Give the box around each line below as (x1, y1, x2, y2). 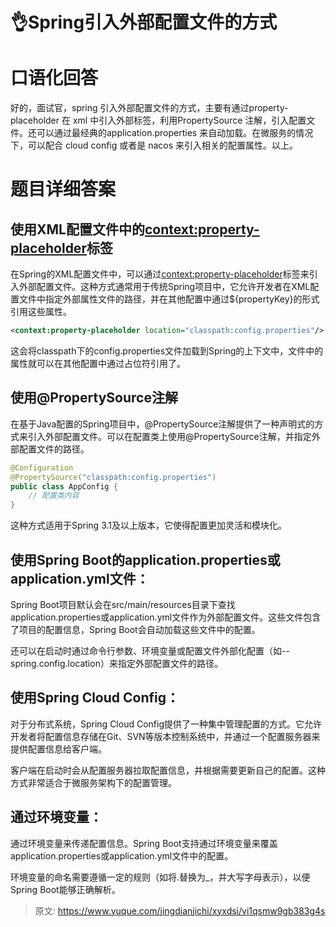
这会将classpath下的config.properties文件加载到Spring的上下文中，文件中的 (10, 345, 324, 357)
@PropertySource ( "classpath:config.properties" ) (10, 472, 217, 482)
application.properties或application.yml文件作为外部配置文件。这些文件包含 (10, 611, 322, 623)
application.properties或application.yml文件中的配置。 (10, 849, 234, 862)
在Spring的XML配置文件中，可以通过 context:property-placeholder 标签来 (10, 268, 310, 280)
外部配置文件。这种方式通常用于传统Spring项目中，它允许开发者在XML (18, 281, 311, 293)
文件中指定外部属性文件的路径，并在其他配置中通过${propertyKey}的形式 (18, 293, 320, 305)
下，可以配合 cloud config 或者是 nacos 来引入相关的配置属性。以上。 (10, 139, 299, 152)
